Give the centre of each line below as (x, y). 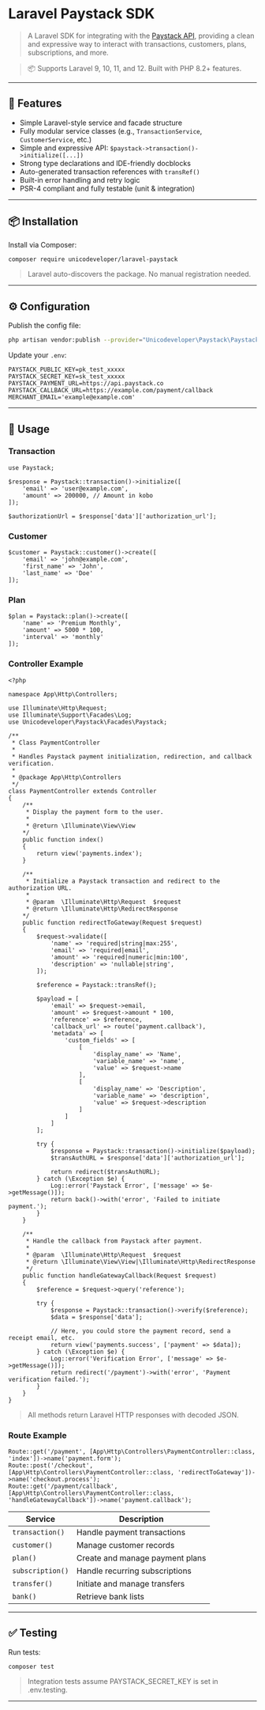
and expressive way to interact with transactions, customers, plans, (137, 44)
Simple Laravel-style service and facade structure (101, 123)
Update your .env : (37, 355)
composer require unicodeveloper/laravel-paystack (93, 259)
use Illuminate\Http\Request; (58, 708)
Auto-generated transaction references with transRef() (110, 172)
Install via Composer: (43, 244)
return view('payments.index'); (90, 853)
